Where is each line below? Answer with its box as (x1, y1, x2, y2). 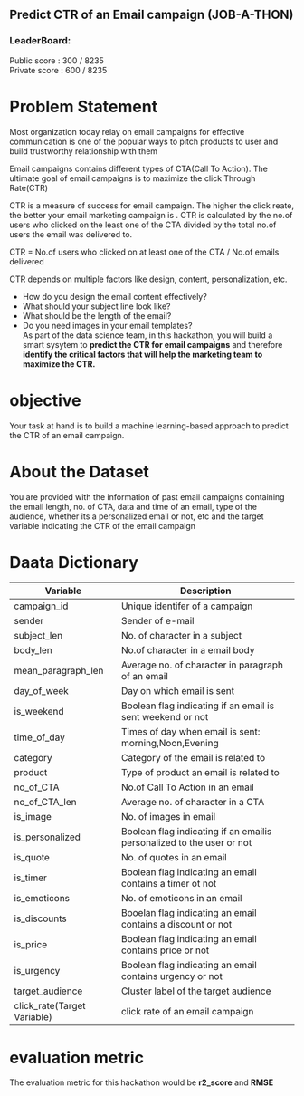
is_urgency (14, 965, 61, 977)
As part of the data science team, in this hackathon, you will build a (22, 330, 273, 341)
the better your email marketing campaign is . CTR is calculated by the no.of (9, 209, 293, 220)
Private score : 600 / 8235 (9, 64, 108, 75)
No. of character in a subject (120, 630, 242, 642)
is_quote (14, 851, 50, 864)
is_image (14, 811, 52, 823)
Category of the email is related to (120, 752, 265, 764)
